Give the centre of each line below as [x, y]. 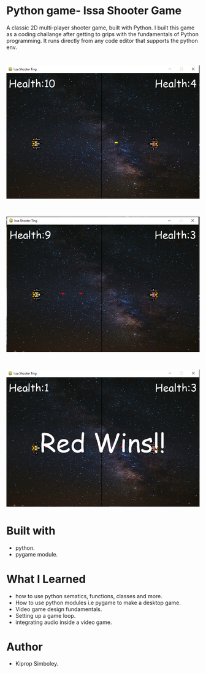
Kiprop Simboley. [37, 664]
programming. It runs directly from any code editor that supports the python [102, 40]
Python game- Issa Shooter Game [94, 11]
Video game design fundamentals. [59, 609]
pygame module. [36, 554]
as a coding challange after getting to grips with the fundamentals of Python [103, 34]
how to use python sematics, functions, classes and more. [89, 596]
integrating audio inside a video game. [63, 622]
